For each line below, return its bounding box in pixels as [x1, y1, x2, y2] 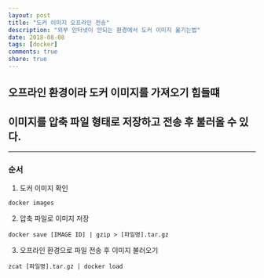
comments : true [8, 48, 58, 56]
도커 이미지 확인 [19, 183, 68, 193]
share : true [8, 56, 47, 63]
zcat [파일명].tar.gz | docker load [8, 263, 123, 271]
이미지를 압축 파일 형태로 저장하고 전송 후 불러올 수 [8, 115, 237, 128]
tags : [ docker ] [8, 41, 58, 49]
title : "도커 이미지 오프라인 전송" [8, 19, 110, 27]
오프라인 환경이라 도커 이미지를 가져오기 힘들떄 [8, 86, 220, 99]
